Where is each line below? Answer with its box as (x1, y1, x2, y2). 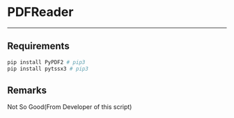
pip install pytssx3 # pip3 (7, 65, 89, 72)
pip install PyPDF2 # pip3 (7, 58, 86, 66)
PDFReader (7, 4, 74, 20)
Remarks (7, 84, 47, 96)
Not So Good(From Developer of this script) (7, 103, 132, 111)
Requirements (7, 40, 70, 52)
